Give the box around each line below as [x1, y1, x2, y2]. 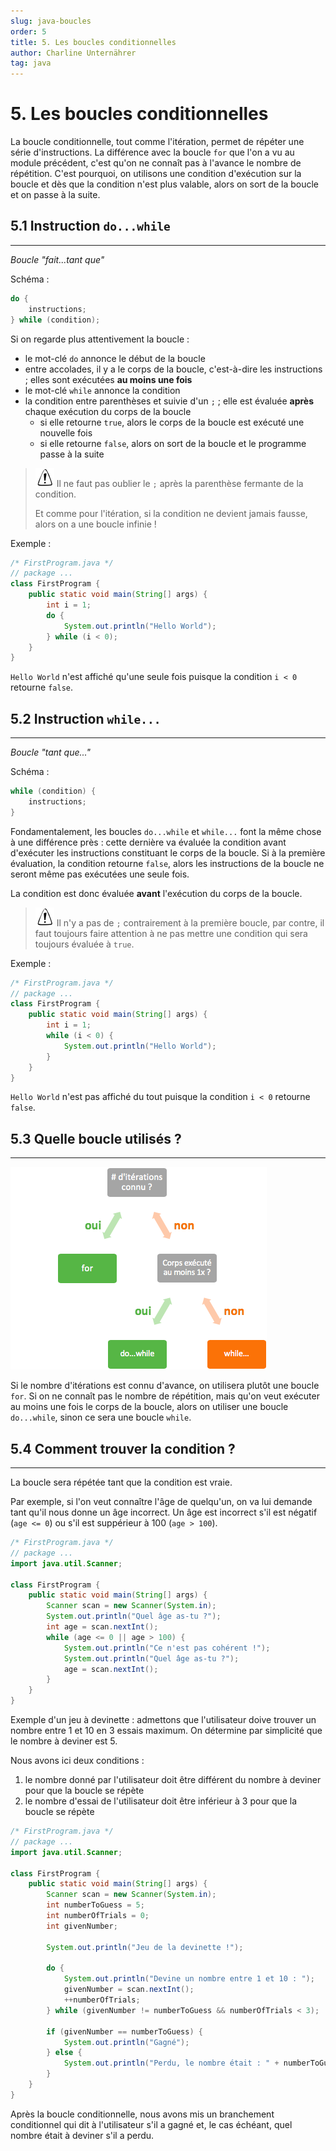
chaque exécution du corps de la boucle [24, 405, 192, 417]
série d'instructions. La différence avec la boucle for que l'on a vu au [10, 146, 295, 159]
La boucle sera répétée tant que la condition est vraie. [10, 1476, 233, 1489]
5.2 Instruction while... [10, 710, 162, 727]
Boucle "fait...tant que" [10, 253, 105, 265]
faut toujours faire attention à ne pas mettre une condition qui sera [34, 927, 308, 939]
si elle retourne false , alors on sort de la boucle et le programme [39, 437, 307, 449]
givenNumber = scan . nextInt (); [63, 1985, 195, 1995]
